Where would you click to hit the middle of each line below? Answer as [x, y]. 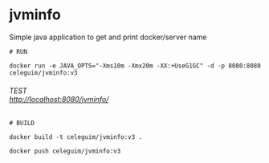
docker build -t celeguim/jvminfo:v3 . [76, 137]
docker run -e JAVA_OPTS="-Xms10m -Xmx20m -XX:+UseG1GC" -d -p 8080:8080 [135, 66]
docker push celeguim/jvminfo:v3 [65, 151]
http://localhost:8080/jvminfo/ [59, 99]
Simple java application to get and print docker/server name [108, 37]
